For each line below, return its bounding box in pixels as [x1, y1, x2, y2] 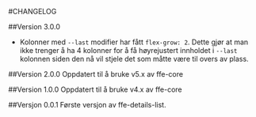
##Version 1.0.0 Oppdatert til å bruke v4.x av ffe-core [8, 85, 182, 94]
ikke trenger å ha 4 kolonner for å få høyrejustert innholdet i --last [19, 46, 238, 55]
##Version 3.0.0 [8, 22, 61, 31]
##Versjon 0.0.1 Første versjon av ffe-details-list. [8, 100, 166, 109]
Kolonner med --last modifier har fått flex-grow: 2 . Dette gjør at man [19, 37, 249, 47]
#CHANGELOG [8, 7, 57, 16]
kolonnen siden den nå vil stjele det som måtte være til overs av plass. [19, 55, 249, 63]
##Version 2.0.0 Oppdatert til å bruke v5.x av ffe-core [8, 70, 184, 78]
